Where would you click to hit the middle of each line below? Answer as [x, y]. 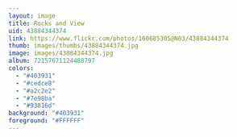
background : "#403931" [46, 114]
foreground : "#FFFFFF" [46, 121]
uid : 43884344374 [37, 31]
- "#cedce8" [36, 83]
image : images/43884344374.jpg [61, 53]
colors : [21, 68]
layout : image [32, 16]
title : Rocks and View [46, 23]
